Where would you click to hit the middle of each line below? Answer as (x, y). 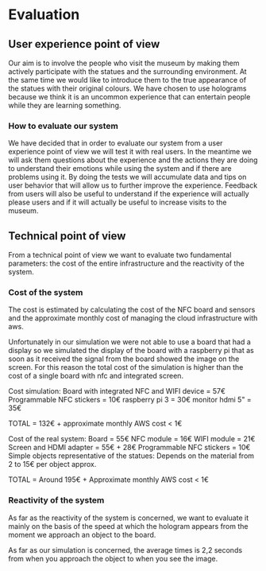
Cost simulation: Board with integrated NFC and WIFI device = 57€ (117, 391)
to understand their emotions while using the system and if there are (120, 169)
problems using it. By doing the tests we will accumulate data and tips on (127, 177)
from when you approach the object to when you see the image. (113, 558)
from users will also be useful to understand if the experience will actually (129, 194)
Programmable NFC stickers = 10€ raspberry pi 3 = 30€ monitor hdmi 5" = (130, 400)
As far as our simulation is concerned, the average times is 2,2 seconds (125, 550)
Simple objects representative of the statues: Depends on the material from (131, 456)
